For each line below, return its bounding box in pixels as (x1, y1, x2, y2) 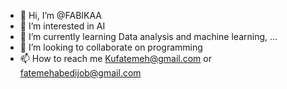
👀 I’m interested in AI (19, 20, 106, 32)
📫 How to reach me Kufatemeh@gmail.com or (19, 53, 212, 64)
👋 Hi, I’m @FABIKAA (19, 10, 103, 21)
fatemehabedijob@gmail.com (19, 67, 142, 79)
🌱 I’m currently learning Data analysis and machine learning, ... (19, 31, 278, 42)
